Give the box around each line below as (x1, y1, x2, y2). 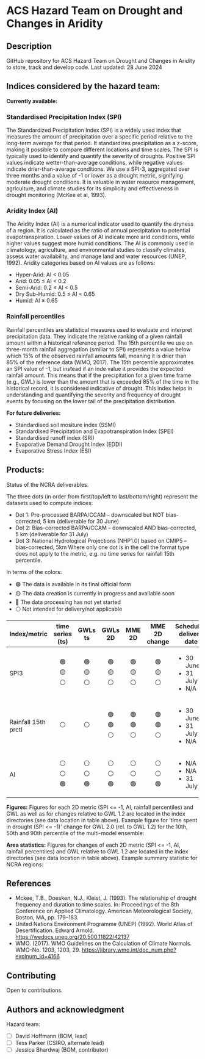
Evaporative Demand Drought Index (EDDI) (15, 440, 123, 448)
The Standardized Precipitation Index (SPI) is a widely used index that (6, 126, 181, 134)
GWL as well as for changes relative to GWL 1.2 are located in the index (6, 810, 185, 817)
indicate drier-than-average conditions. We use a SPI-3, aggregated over (6, 165, 190, 173)
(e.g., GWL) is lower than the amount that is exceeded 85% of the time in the (6, 378, 200, 385)
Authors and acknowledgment (6, 1004, 124, 1014)
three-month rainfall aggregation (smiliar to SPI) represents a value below (6, 345, 191, 353)
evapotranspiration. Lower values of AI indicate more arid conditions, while (6, 233, 195, 241)
